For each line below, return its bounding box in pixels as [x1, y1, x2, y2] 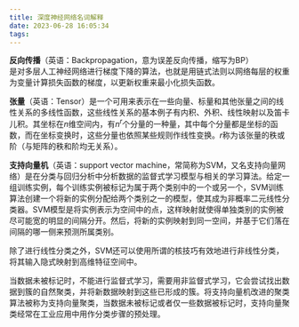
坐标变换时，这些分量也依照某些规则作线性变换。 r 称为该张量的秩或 [39, 130, 286, 140]
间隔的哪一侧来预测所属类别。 [9, 227, 118, 237]
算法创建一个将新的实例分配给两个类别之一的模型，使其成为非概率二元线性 [9, 193, 282, 204]
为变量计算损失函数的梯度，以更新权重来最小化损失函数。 [9, 77, 220, 88]
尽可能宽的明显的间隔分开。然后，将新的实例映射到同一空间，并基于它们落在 [9, 215, 290, 227]
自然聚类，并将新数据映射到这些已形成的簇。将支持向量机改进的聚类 [39, 286, 290, 298]
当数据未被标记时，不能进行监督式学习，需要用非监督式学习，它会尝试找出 [9, 275, 282, 286]
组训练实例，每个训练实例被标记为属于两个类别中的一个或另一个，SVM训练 [9, 182, 285, 193]
